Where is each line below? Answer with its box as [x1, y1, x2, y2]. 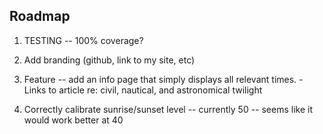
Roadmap [9, 8, 71, 25]
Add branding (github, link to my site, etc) [23, 54, 196, 66]
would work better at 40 [23, 114, 124, 126]
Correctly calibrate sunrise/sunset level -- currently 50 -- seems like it [23, 103, 313, 115]
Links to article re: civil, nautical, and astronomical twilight [23, 84, 263, 96]
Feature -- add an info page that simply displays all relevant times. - [23, 73, 304, 85]
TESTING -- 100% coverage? [23, 34, 144, 46]
